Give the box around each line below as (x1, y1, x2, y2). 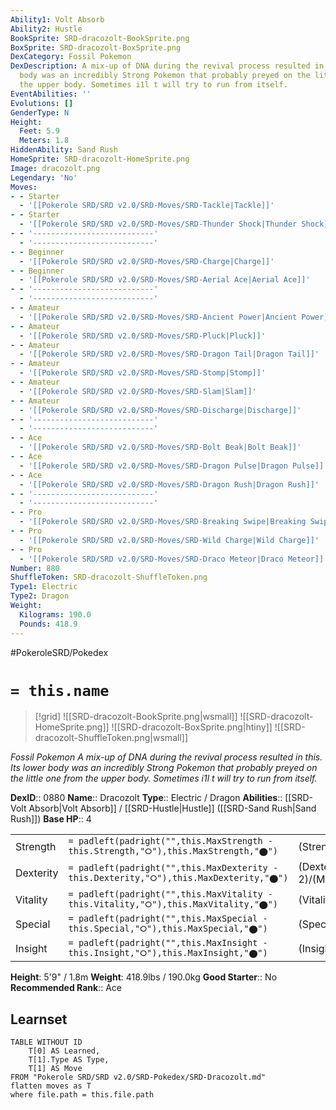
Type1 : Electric (10, 582, 78, 592)
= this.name (10, 681, 110, 700)
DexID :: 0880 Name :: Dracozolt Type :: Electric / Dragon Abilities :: (10, 792, 283, 804)
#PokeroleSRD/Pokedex (10, 646, 109, 658)
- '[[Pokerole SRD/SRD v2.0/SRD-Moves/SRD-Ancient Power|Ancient (19, 312, 298, 322)
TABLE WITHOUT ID (10, 1037, 83, 1048)
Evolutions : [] (10, 98, 74, 108)
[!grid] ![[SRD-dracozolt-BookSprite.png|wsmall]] (34, 711, 238, 723)
